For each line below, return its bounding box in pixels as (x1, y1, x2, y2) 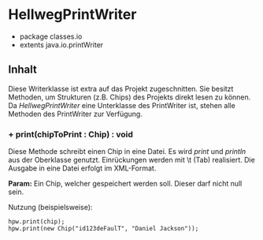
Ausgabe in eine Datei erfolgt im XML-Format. (8, 163, 157, 173)
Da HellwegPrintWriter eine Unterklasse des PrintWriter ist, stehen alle (8, 100, 236, 110)
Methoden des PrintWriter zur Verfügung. (8, 109, 143, 118)
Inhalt (8, 63, 37, 77)
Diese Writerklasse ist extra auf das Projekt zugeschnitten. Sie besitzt (8, 84, 234, 93)
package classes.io (19, 32, 83, 41)
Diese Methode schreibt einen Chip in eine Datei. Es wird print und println (8, 147, 246, 156)
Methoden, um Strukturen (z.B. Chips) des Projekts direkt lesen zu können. (8, 92, 251, 102)
